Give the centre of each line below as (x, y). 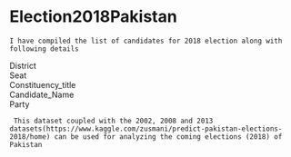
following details (44, 49)
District (23, 65)
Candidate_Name (42, 94)
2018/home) (30, 137)
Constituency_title (43, 84)
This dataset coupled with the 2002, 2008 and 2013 (113, 121)
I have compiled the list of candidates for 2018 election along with (146, 41)
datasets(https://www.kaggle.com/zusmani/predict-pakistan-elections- (146, 129)
